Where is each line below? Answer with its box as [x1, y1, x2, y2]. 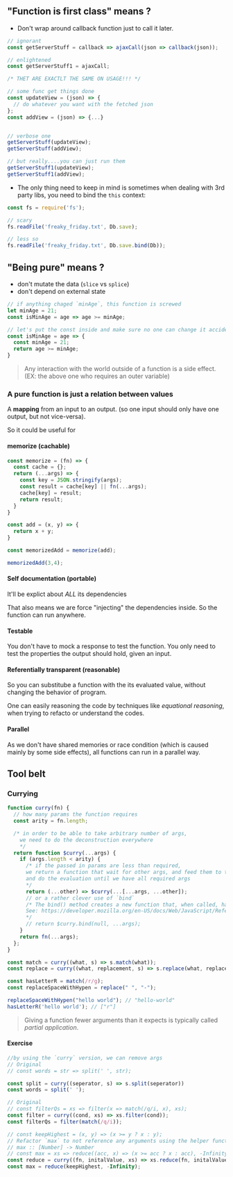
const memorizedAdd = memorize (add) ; [7, 547, 116, 554]
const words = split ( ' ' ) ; [7, 1087, 85, 1094]
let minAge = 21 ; [7, 307, 58, 314]
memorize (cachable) [7, 441, 71, 450]
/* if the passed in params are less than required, [25, 862, 182, 869]
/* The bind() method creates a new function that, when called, [25, 901, 218, 908]
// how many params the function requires [13, 811, 138, 818]
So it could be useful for [7, 426, 76, 434]
